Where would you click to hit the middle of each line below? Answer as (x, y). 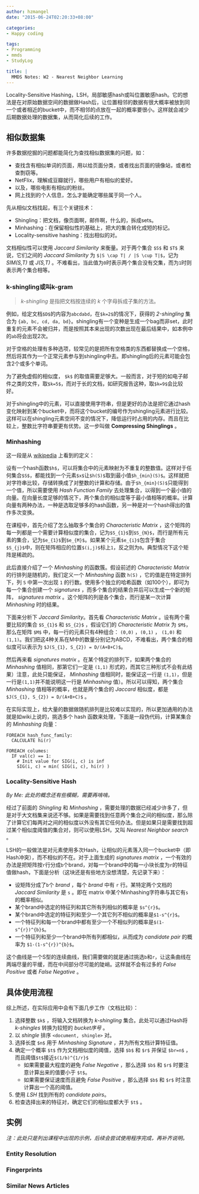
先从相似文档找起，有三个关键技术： (50, 208)
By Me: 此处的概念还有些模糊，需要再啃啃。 (60, 795)
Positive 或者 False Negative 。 (44, 972)
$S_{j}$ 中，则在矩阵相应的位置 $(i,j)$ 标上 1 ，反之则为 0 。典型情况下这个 (95, 547)
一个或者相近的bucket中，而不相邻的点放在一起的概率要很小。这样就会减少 (97, 109)
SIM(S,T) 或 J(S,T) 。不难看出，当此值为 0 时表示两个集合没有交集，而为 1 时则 (99, 263)
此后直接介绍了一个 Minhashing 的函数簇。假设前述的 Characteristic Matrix (98, 567)
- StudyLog (20, 61)
